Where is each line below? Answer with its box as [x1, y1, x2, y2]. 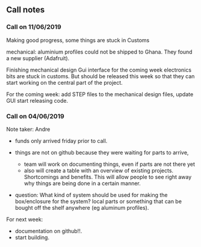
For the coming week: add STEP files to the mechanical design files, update [6, 90, 194, 98]
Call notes [6, 5, 45, 15]
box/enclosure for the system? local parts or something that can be [14, 198, 182, 205]
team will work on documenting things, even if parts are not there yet [23, 160, 196, 168]
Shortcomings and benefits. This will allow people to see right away [23, 173, 192, 180]
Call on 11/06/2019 [6, 23, 61, 31]
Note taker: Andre [6, 126, 51, 133]
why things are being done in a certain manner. [23, 180, 141, 187]
